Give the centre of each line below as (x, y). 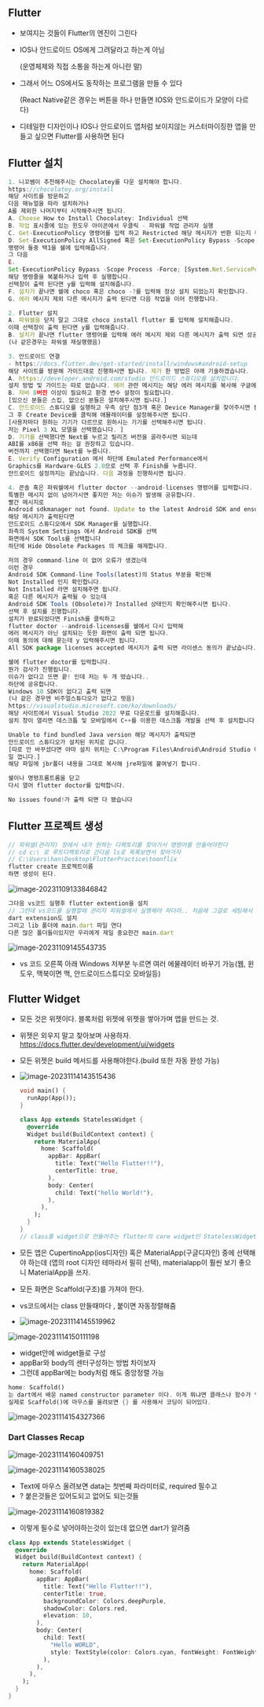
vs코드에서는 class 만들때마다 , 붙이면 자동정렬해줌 (98, 1305)
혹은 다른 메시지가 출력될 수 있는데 (57, 597)
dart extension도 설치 (43, 918)
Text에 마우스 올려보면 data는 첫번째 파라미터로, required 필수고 (118, 1486)
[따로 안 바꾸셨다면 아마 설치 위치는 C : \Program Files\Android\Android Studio (130, 749)
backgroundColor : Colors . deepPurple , (105, 1601)
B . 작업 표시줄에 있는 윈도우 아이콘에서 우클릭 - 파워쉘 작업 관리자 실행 (111, 226)
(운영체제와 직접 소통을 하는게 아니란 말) (81, 66)
